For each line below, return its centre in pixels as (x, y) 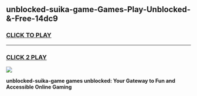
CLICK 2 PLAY (26, 57)
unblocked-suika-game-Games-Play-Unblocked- (98, 10)
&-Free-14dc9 (32, 19)
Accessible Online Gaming (39, 87)
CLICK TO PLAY (29, 35)
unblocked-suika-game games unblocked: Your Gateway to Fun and (91, 80)
